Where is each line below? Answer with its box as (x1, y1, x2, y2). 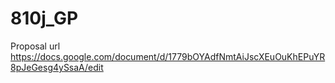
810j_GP (10, 7, 79, 30)
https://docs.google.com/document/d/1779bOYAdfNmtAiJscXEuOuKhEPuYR (10, 50, 326, 62)
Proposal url (10, 40, 61, 52)
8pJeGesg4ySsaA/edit (10, 61, 104, 73)
